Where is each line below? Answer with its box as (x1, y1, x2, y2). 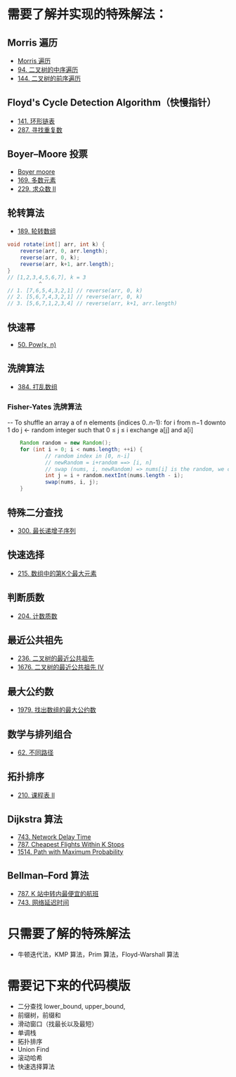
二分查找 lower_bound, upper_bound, (17, 1002, 126, 1011)
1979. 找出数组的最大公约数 (17, 705, 96, 714)
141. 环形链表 (17, 117, 55, 125)
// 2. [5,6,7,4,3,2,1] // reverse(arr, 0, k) (7, 294, 143, 301)
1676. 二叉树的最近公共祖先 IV (17, 663, 104, 672)
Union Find (17, 1045, 49, 1054)
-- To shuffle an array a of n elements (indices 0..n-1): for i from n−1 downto (7, 418, 226, 427)
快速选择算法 (17, 1062, 55, 1071)
